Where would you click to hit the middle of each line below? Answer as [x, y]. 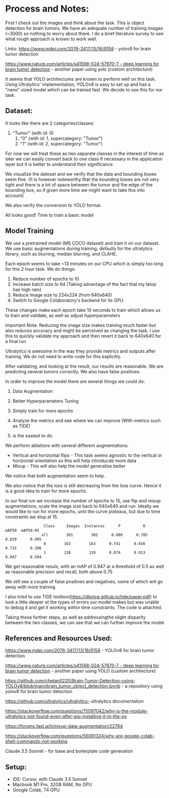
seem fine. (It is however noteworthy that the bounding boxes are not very [82, 179]
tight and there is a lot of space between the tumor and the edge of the [79, 184]
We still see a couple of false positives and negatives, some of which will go [84, 581]
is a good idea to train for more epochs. [46, 491]
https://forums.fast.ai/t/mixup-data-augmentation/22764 [64, 726]
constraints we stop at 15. [32, 517]
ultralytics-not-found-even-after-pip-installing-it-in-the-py [66, 716]
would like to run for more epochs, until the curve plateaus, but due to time [83, 511]
